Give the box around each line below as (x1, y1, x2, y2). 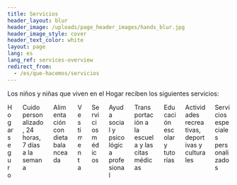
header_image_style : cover (7, 30, 87, 38)
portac (134, 111, 154, 119)
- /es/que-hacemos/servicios (13, 69, 100, 77)
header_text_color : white (7, 37, 83, 44)
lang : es (7, 50, 33, 57)
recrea (185, 118, 204, 126)
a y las (134, 140, 154, 149)
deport (185, 133, 205, 142)
